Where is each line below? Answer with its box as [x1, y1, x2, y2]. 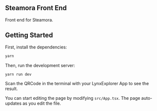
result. [5, 86, 18, 92]
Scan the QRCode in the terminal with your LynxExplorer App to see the [5, 81, 149, 87]
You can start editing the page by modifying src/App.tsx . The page [5, 95, 140, 101]
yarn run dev [5, 72, 32, 77]
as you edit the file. [22, 100, 61, 107]
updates [5, 100, 22, 107]
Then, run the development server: [5, 62, 75, 68]
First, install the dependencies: [5, 44, 67, 50]
